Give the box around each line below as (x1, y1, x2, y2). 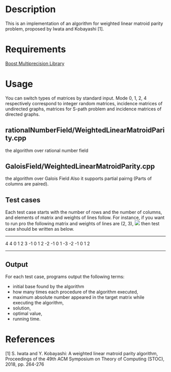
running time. (12, 316, 41, 322)
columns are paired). (5, 181, 49, 187)
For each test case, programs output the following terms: (5, 273, 125, 280)
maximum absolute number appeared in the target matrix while (12, 294, 145, 300)
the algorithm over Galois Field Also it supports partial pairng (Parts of (5, 175, 152, 181)
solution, (12, 305, 31, 311)
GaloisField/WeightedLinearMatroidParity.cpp (5, 162, 155, 171)
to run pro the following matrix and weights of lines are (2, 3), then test (5, 221, 160, 227)
